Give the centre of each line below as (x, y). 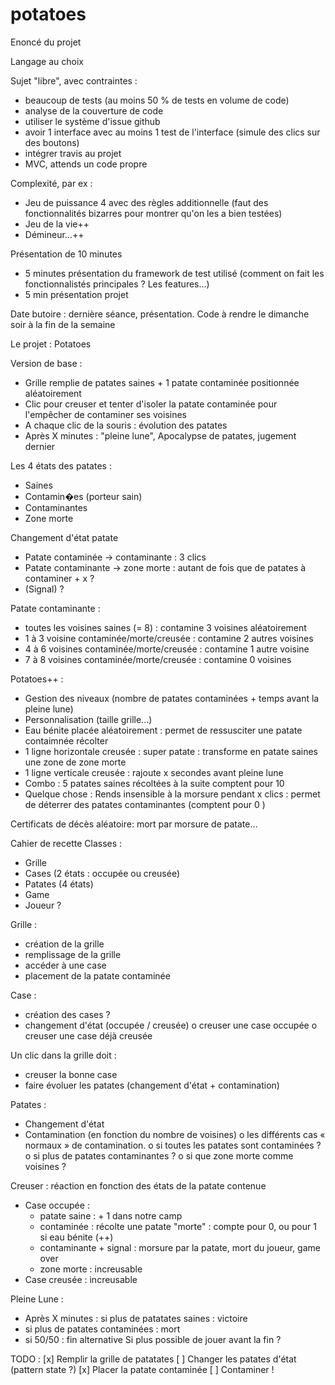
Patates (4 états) (59, 884)
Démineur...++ (54, 234)
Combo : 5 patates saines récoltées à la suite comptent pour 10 (154, 783)
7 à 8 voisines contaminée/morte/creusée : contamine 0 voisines (158, 659)
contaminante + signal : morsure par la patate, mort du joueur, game (180, 1247)
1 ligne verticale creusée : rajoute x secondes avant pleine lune (154, 772)
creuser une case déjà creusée (88, 1035)
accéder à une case (65, 965)
